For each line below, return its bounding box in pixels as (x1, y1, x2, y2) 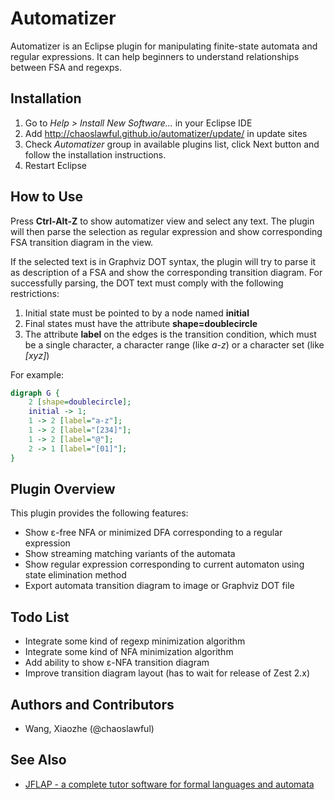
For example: (10, 368, 65, 381)
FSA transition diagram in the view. (10, 236, 154, 248)
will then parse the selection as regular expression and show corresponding (10, 225, 323, 237)
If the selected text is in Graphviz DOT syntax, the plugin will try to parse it (10, 255, 317, 267)
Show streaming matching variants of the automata (24, 548, 236, 560)
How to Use (10, 188, 84, 206)
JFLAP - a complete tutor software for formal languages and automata (24, 778, 315, 790)
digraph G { (10, 388, 60, 398)
